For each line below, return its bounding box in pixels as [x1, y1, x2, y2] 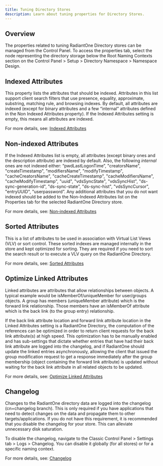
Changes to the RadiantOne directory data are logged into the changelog [5, 400, 151, 406]
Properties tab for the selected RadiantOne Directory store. [5, 199, 123, 205]
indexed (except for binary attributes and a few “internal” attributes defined [5, 106, 156, 112]
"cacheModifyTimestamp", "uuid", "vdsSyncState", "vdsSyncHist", [5, 178, 138, 184]
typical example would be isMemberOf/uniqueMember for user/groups [5, 292, 147, 298]
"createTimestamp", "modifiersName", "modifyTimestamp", [5, 168, 124, 174]
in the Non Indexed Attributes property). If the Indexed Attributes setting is [5, 111, 154, 117]
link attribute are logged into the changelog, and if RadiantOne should [5, 343, 145, 349]
